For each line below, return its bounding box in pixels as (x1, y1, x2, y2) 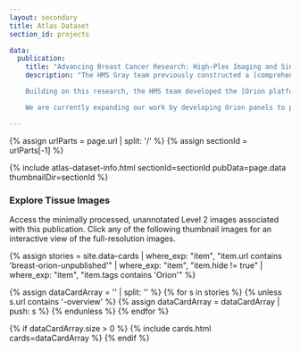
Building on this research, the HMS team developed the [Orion (25, 87, 266, 96)
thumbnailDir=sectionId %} (9, 172, 109, 182)
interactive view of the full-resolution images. (9, 233, 176, 244)
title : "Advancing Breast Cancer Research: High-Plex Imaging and (25, 63, 278, 71)
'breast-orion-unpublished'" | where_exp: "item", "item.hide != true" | (9, 260, 263, 271)
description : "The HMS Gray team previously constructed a (25, 71, 250, 80)
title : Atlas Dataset (9, 21, 90, 30)
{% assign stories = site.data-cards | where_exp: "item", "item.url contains (9, 250, 283, 261)
